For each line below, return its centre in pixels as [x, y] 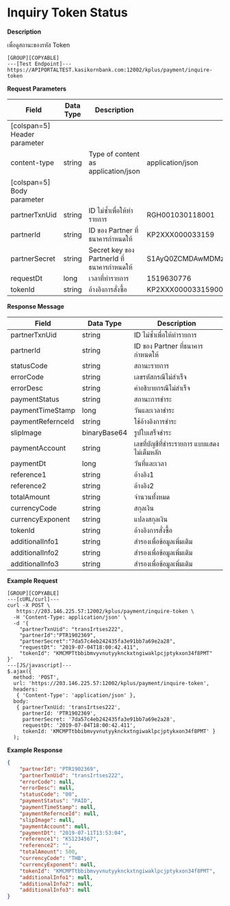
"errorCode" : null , [47, 782]
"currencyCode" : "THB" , [53, 859]
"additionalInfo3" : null [55, 890]
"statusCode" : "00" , [49, 795]
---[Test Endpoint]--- [39, 64]
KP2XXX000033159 [180, 235]
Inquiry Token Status [67, 13]
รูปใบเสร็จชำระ [153, 432]
